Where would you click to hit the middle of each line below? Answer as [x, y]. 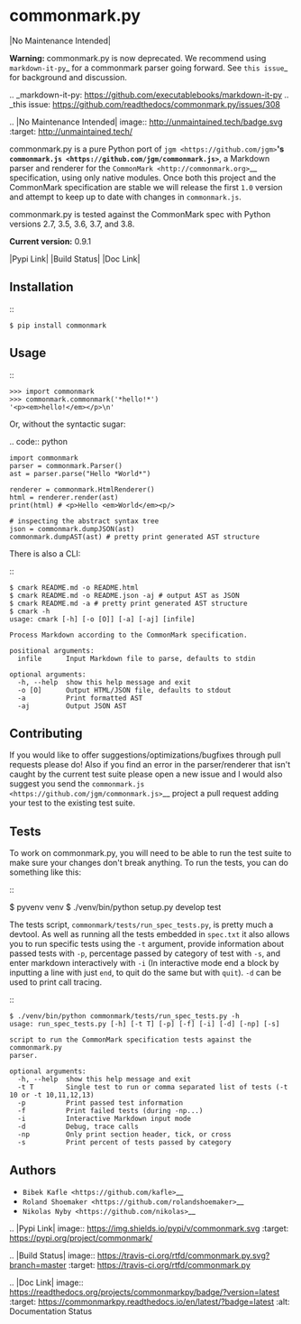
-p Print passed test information [100, 1103]
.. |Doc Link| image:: [46, 1283]
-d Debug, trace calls [78, 1127]
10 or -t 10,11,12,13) [52, 1095]
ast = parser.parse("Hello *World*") [80, 474]
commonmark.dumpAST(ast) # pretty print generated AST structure [134, 537]
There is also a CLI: [45, 553]
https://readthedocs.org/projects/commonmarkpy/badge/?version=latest [145, 1292]
